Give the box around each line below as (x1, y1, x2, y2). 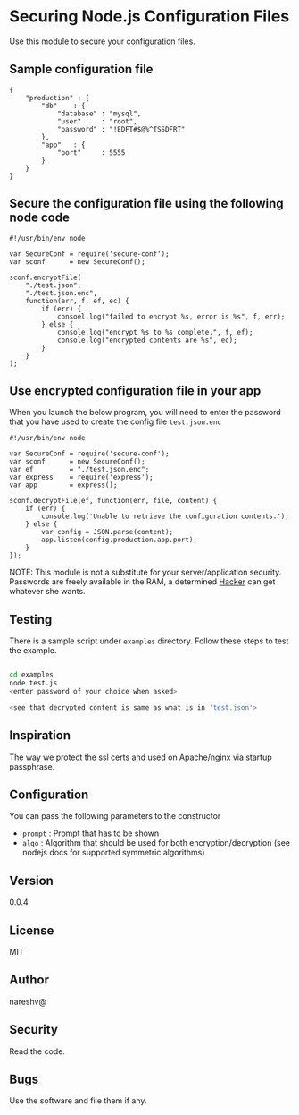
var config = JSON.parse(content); (41, 528, 174, 537)
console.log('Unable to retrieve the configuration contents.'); (41, 512, 290, 521)
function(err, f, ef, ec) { (25, 296, 129, 305)
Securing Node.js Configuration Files (9, 6, 290, 27)
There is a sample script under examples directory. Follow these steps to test (9, 635, 289, 646)
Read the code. (9, 1045, 65, 1057)
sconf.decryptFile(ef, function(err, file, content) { (9, 497, 218, 506)
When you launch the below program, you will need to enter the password (9, 407, 281, 418)
